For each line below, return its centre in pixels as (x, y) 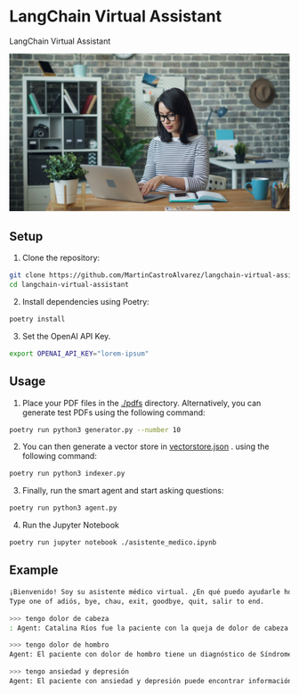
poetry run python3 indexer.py (67, 474)
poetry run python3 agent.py (63, 508)
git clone (28, 275)
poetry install (37, 319)
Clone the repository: (61, 258)
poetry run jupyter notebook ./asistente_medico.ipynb (113, 543)
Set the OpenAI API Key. (66, 336)
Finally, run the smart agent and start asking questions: (123, 491)
